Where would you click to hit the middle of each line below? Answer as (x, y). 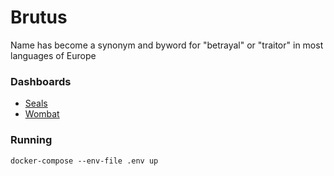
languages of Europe (53, 55)
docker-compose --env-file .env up (84, 161)
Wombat (42, 114)
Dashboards (41, 81)
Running (31, 140)
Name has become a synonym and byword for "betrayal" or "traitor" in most (167, 45)
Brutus (39, 17)
